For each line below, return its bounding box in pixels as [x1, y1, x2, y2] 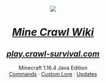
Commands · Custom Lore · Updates [9, 71, 97, 77]
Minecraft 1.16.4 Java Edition [18, 64, 88, 71]
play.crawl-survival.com [6, 49, 100, 58]
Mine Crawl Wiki [12, 26, 94, 39]
